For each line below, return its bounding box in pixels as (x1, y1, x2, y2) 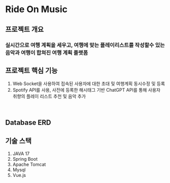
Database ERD (5, 118, 51, 127)
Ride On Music (5, 4, 67, 15)
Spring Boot (12, 156, 38, 162)
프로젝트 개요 (5, 25, 44, 33)
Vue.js (12, 172, 26, 178)
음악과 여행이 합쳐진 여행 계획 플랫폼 (5, 49, 88, 56)
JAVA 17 (12, 151, 30, 157)
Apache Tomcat (12, 161, 46, 167)
